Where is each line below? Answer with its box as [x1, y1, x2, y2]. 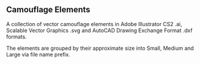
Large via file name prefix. [6, 50, 70, 58]
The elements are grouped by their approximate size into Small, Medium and [6, 44, 194, 52]
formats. [6, 33, 27, 40]
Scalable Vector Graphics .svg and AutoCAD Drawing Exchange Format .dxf [6, 27, 193, 34]
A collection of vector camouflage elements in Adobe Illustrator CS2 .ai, [6, 20, 182, 27]
